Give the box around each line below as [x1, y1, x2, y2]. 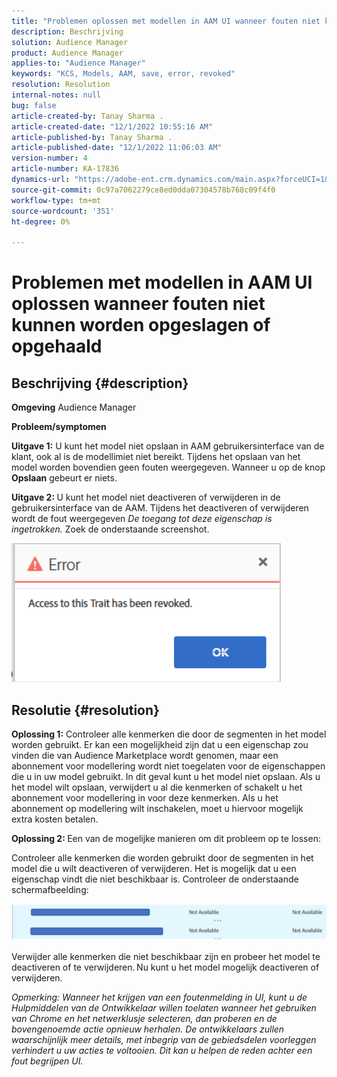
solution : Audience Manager [11, 37, 129, 47]
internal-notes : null [11, 90, 102, 100]
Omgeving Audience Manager [11, 401, 137, 414]
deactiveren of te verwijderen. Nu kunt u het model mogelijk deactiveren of [11, 961, 320, 973]
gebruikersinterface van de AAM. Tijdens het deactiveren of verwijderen [11, 502, 309, 514]
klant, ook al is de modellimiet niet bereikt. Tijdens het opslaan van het [11, 451, 301, 463]
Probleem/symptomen [11, 421, 107, 433]
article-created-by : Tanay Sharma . [11, 111, 164, 121]
